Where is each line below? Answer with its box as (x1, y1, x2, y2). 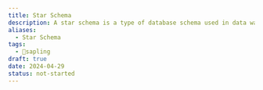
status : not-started (8, 70, 76, 77)
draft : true (8, 56, 47, 63)
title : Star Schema (8, 11, 72, 20)
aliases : (8, 26, 37, 34)
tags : (8, 41, 26, 49)
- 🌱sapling (15, 48, 51, 56)
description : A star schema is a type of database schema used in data (8, 19, 247, 27)
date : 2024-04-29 (8, 63, 65, 70)
